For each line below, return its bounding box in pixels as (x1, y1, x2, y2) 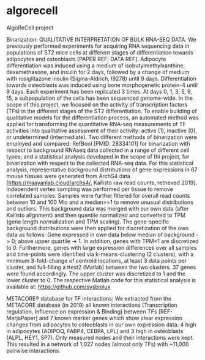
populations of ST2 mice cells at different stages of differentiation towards (6, 48, 194, 56)
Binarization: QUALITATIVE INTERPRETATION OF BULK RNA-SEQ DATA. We (6, 36, 197, 43)
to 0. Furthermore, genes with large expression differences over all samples (6, 244, 197, 251)
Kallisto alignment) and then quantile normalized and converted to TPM (6, 211, 185, 219)
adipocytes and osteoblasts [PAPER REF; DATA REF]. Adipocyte (6, 55, 166, 62)
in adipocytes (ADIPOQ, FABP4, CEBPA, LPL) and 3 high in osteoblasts (6, 327, 184, 334)
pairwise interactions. (6, 347, 61, 354)
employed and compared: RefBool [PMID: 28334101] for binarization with (6, 140, 191, 147)
